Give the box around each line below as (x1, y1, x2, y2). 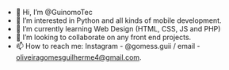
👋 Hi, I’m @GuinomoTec (15, 8, 93, 17)
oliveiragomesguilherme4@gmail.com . (15, 53, 142, 62)
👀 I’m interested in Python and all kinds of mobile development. (15, 16, 222, 25)
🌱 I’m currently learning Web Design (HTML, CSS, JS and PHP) (15, 24, 221, 33)
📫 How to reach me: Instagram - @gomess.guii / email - (15, 42, 200, 50)
